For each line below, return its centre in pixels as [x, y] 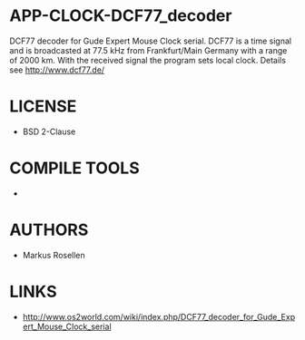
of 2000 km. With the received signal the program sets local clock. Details [148, 60]
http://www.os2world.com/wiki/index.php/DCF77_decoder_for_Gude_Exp [159, 316]
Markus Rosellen [54, 255]
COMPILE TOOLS [74, 168]
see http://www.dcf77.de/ [57, 70]
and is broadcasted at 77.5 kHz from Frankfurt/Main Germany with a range [148, 50]
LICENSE [43, 107]
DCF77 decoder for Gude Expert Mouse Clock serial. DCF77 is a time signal [151, 41]
